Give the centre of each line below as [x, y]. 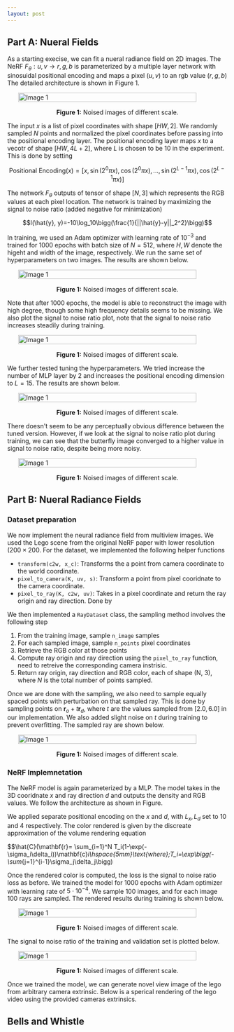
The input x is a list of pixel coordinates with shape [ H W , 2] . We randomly [112, 126]
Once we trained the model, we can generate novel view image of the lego [114, 984]
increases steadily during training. [56, 325]
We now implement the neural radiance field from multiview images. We [111, 535]
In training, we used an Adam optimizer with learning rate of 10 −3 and [107, 237]
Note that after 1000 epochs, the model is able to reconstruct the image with [117, 303]
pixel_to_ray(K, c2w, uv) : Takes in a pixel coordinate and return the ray [122, 593]
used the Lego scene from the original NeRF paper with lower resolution [111, 542]
